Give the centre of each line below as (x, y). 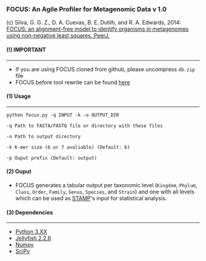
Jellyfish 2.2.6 (33, 238)
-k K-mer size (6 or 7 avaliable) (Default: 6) (68, 147)
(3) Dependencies (30, 212)
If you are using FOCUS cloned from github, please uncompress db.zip (105, 69)
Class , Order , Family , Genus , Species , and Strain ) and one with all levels (105, 192)
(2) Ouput (19, 171)
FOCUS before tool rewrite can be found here (73, 82)
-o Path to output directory (44, 136)
